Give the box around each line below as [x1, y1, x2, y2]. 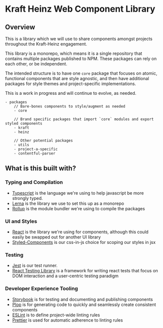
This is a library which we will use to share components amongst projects [5, 36, 153, 42]
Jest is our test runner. [12, 262, 58, 268]
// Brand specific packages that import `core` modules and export [14, 117, 154, 122]
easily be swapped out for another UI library [12, 234, 101, 240]
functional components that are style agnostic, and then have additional [5, 76, 149, 81]
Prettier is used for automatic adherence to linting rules [12, 317, 123, 323]
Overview [5, 23, 36, 31]
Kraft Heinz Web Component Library [5, 3, 155, 15]
